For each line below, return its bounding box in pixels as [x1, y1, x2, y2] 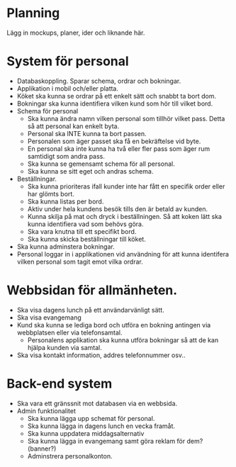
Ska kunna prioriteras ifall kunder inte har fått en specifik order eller [27, 182, 225, 191]
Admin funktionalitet [16, 406, 76, 415]
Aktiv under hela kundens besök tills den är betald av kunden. [27, 204, 208, 213]
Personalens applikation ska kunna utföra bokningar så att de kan [27, 335, 219, 344]
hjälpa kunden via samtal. [27, 343, 102, 351]
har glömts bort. [27, 189, 75, 198]
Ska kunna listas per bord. [27, 197, 104, 206]
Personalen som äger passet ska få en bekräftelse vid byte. [27, 137, 201, 145]
